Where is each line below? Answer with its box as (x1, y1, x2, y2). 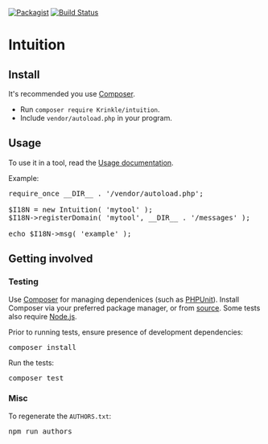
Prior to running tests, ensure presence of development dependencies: (8, 327, 244, 337)
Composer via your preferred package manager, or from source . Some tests (8, 302, 261, 313)
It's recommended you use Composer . (8, 89, 135, 98)
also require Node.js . (8, 311, 78, 321)
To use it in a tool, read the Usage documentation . (8, 158, 175, 167)
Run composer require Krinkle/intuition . (19, 105, 160, 114)
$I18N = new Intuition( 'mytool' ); (8, 205, 153, 214)
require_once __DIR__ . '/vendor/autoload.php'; (8, 189, 204, 198)
